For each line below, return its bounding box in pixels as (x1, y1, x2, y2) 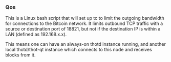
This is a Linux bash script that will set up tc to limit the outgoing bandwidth (5, 15, 165, 21)
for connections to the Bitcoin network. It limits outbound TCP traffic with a (5, 20, 163, 26)
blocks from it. (5, 52, 36, 58)
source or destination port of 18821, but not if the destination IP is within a (5, 26, 161, 32)
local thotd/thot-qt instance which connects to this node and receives (5, 47, 152, 53)
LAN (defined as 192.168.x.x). (5, 32, 67, 38)
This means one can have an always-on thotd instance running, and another (5, 41, 166, 47)
